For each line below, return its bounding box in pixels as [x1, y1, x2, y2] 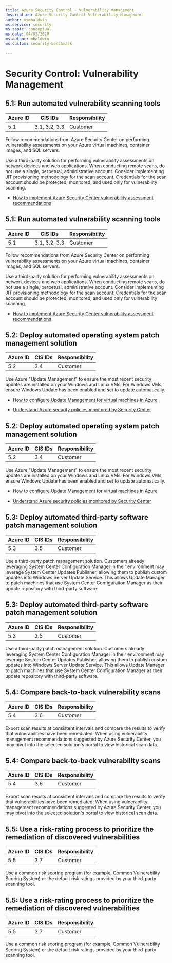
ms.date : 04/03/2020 [5, 31, 50, 37]
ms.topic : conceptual [5, 27, 52, 32]
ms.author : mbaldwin [5, 37, 50, 42]
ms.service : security [5, 22, 52, 27]
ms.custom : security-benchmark [5, 41, 72, 46]
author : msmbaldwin [5, 17, 47, 22]
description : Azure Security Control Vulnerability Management [5, 12, 144, 18]
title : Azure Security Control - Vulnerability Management [5, 7, 135, 13]
